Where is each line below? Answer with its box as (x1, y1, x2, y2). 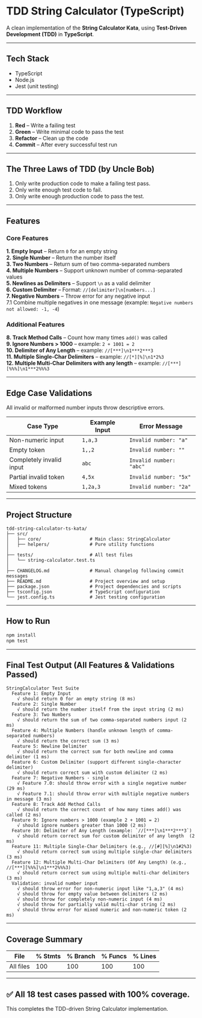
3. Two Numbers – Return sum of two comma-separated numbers (6, 260, 170, 268)
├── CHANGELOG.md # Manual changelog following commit (6, 568, 185, 574)
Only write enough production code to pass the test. (14, 193, 144, 200)
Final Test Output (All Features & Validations (6, 660, 175, 670)
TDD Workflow (6, 105, 63, 116)
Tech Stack (6, 54, 49, 64)
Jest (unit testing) (14, 83, 59, 90)
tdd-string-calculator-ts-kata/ (6, 526, 87, 532)
